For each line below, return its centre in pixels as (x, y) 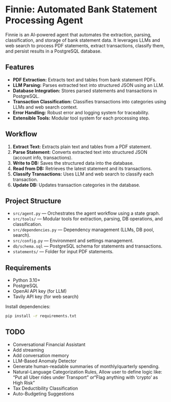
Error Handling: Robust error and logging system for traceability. (81, 112)
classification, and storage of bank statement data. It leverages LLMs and (83, 40)
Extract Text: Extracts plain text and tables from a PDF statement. (82, 146)
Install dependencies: (28, 307)
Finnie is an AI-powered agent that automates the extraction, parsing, (79, 34)
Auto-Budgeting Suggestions (43, 394)
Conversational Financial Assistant (49, 344)
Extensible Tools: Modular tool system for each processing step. (81, 118)
